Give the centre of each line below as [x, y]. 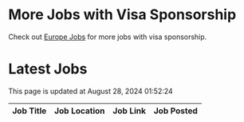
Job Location [80, 111]
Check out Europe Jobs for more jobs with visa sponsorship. [108, 37]
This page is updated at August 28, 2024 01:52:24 [91, 91]
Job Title [30, 111]
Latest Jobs [48, 69]
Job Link [129, 111]
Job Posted [175, 111]
